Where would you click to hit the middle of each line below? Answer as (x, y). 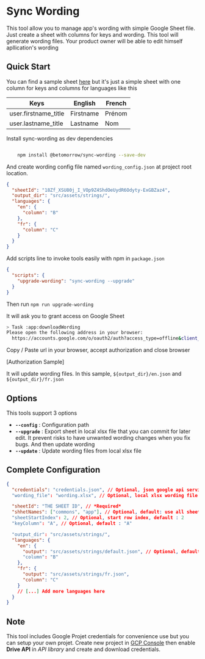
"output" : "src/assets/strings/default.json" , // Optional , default (111, 552)
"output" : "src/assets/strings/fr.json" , (76, 574)
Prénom (116, 113)
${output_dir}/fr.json (35, 380)
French (116, 103)
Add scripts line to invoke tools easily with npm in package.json (85, 258)
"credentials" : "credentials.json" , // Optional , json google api (98, 490)
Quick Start (28, 67)
